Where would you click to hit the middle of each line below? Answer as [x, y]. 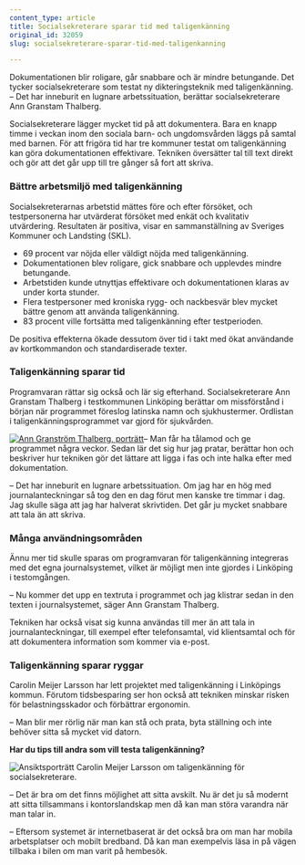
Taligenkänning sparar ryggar [76, 665]
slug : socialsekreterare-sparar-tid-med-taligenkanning [117, 43]
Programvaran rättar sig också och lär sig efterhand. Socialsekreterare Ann [150, 391]
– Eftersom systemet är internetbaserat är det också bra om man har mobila [151, 832]
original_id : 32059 [46, 35]
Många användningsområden [76, 537]
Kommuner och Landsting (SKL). [71, 235]
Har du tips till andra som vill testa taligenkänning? [107, 750]
